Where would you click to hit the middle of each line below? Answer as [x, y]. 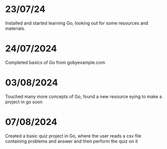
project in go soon [24, 101]
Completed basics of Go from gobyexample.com [55, 62]
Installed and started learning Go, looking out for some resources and [77, 23]
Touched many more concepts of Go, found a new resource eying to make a [84, 96]
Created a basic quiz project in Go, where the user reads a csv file [73, 135]
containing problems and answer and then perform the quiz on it [71, 141]
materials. [15, 28]
